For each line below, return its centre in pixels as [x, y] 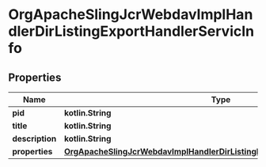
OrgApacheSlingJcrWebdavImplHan [131, 15]
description [34, 139]
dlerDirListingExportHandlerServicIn [131, 31]
